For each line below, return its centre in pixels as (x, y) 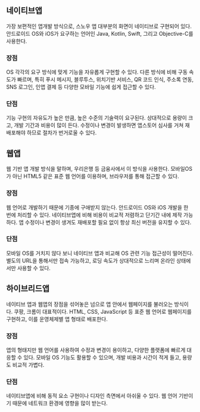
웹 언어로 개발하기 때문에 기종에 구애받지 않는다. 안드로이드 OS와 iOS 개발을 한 (97, 207)
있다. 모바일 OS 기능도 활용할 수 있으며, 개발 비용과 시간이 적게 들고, (102, 357)
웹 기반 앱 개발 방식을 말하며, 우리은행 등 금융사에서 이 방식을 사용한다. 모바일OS (99, 169)
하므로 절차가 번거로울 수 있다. (62, 133)
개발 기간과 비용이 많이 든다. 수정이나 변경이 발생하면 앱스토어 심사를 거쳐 (99, 125)
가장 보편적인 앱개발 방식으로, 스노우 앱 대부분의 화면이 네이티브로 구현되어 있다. (99, 26)
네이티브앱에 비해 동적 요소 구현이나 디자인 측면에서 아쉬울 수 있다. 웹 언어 (92, 396)
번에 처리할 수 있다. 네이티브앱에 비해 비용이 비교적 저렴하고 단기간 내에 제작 (94, 215)
